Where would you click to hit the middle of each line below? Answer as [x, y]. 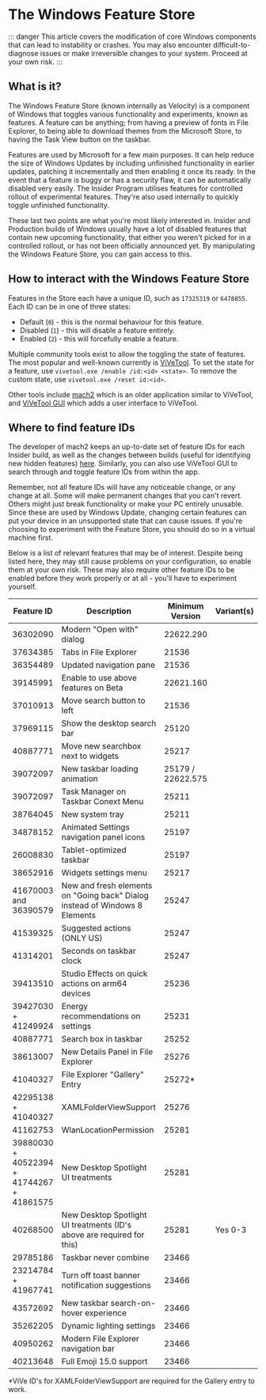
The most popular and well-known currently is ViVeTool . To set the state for [131, 362]
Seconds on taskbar [99, 951]
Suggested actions [96, 928]
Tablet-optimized [94, 850]
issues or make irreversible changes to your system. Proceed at [144, 53]
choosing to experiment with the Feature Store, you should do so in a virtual [132, 529]
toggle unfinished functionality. [59, 205]
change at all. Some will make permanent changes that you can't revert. [125, 495]
